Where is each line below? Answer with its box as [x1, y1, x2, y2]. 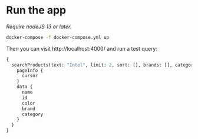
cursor [21, 73, 38, 79]
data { [16, 84, 33, 90]
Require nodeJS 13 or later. [6, 23, 72, 30]
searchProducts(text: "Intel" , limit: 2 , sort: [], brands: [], [11, 62, 173, 68]
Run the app [6, 4, 67, 17]
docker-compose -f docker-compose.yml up [6, 34, 110, 40]
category [21, 111, 44, 117]
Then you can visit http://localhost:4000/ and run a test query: [6, 45, 158, 52]
